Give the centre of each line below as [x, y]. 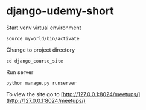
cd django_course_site [35, 61]
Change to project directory [41, 50]
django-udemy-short [60, 11]
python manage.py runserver [42, 83]
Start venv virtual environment [44, 28]
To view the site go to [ [35, 94]
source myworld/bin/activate [43, 38]
